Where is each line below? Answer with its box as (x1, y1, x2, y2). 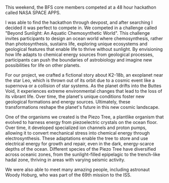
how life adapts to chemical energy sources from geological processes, (5, 51, 154, 57)
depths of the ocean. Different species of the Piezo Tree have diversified (5, 146, 156, 152)
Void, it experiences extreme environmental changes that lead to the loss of (5, 88, 162, 94)
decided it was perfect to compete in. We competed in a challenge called (5, 25, 157, 31)
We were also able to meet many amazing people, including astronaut (5, 166, 150, 172)
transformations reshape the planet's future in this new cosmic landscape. (5, 104, 160, 110)
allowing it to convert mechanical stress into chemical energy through (5, 130, 150, 136)
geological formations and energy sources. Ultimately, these (5, 99, 131, 105)
